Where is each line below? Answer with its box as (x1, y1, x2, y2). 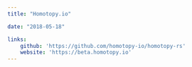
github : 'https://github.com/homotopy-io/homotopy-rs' (20, 42, 186, 49)
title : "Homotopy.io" (7, 10, 72, 18)
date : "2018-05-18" (7, 23, 65, 30)
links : (7, 36, 27, 43)
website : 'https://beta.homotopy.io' (20, 49, 132, 56)
